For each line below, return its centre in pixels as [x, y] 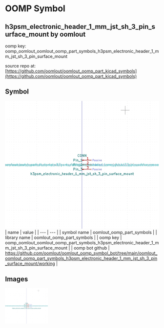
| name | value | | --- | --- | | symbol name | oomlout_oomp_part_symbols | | [81, 233]
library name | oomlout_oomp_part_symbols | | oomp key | [63, 237]
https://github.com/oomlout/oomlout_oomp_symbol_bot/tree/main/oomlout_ [81, 253]
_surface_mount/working [30, 264]
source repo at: [20, 66]
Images [17, 279]
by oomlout [68, 34]
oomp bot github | [92, 248]
